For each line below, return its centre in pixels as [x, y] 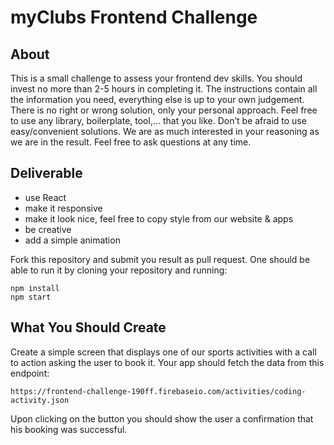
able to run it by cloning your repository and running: [119, 270]
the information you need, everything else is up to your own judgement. [157, 99]
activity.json [40, 400]
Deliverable [46, 173]
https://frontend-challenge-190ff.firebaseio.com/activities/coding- [158, 391]
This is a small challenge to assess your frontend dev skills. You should [156, 78]
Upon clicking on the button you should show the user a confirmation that [162, 418]
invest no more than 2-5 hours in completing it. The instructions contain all [164, 89]
